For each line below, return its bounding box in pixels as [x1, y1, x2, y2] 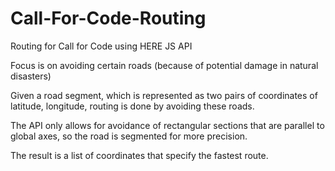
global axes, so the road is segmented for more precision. [10, 130, 248, 142]
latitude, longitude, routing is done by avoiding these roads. [10, 100, 255, 112]
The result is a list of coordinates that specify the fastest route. [10, 149, 269, 161]
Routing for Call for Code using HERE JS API [10, 40, 193, 52]
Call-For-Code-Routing [10, 7, 207, 30]
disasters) [10, 70, 52, 82]
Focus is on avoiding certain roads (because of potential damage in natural [10, 59, 319, 71]
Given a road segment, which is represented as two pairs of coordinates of [10, 89, 318, 101]
